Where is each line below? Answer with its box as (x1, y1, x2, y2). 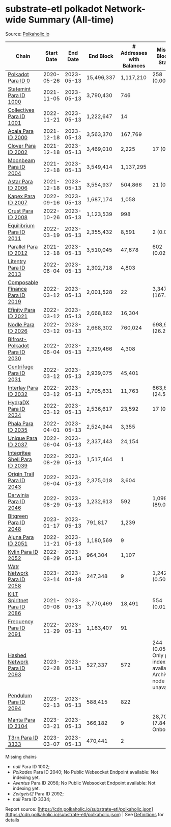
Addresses (120, 49, 148, 56)
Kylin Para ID (8, 548, 39, 555)
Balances (122, 62, 146, 69)
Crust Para (8, 207, 34, 215)
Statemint (8, 85, 31, 92)
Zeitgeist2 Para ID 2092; (12, 790, 64, 797)
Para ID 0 (8, 77, 31, 84)
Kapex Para (8, 193, 36, 200)
